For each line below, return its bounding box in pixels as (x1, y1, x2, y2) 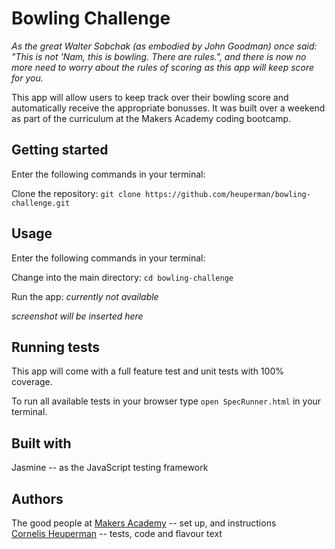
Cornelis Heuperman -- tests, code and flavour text (11, 528, 223, 539)
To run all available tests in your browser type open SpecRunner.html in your (11, 395, 322, 407)
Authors (11, 490, 64, 507)
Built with (11, 435, 72, 452)
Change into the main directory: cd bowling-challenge (11, 271, 234, 283)
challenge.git (11, 198, 71, 208)
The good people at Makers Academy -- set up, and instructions (11, 517, 277, 529)
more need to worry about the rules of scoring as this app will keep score (11, 61, 315, 73)
